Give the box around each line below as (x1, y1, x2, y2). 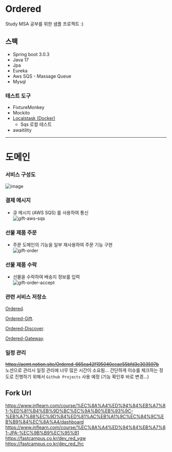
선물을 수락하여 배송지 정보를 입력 (12, 274, 80, 280)
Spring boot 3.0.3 (12, 51, 50, 57)
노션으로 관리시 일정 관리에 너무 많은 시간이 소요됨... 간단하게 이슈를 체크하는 (5, 367, 158, 373)
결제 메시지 (5, 197, 31, 204)
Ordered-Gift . (5, 315, 34, 322)
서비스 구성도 (5, 171, 36, 178)
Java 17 (12, 56, 29, 63)
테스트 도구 (5, 92, 31, 99)
